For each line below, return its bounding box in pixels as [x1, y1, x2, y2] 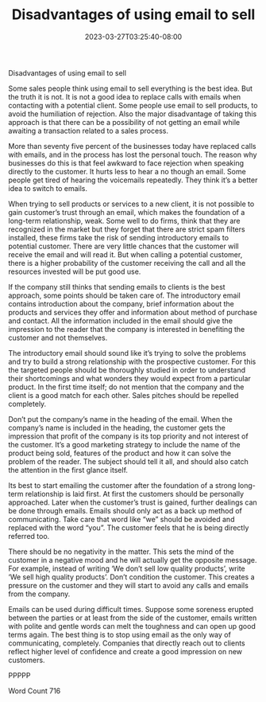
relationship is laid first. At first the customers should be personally [25, 489, 245, 498]
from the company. [8, 589, 71, 599]
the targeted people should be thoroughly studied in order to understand [8, 365, 246, 375]
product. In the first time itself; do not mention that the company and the [8, 382, 245, 392]
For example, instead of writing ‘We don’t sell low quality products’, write [8, 564, 246, 573]
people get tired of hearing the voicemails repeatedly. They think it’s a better [8, 175, 258, 185]
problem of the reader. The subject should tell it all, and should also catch [8, 456, 249, 466]
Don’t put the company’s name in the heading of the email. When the [8, 414, 233, 423]
